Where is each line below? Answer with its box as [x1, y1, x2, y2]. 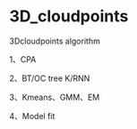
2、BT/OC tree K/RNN [9, 73, 90, 84]
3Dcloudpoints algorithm [9, 36, 100, 46]
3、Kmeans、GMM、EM [9, 92, 100, 102]
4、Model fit [9, 110, 56, 121]
